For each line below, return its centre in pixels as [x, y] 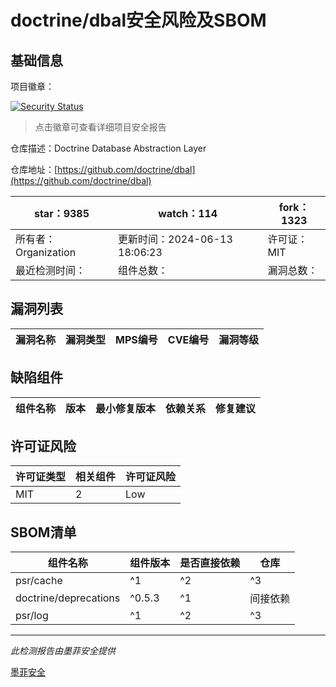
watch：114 [188, 213]
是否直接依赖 [210, 563]
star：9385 [61, 213]
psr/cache [39, 581]
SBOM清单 [43, 532]
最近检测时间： [51, 270]
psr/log [32, 616]
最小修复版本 [126, 408]
